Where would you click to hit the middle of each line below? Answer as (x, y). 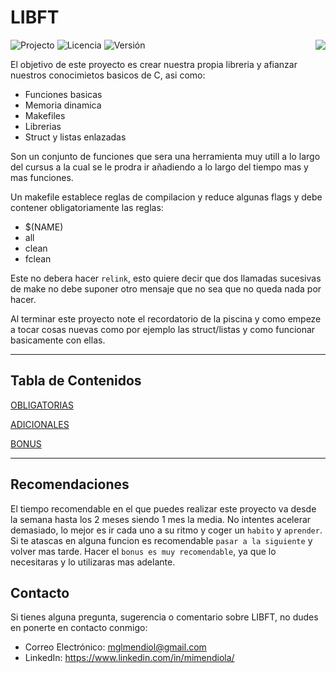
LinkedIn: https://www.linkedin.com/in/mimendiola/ (129, 658)
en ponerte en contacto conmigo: (79, 628)
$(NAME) (44, 227)
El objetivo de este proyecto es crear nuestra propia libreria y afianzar (154, 64)
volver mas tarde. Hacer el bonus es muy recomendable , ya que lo (143, 551)
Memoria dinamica (63, 105)
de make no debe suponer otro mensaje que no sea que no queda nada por (166, 288)
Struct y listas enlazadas (75, 137)
